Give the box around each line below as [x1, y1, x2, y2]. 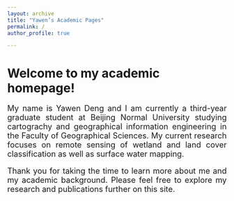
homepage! [7, 81, 75, 96]
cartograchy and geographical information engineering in [7, 122, 227, 132]
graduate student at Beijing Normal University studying [7, 113, 227, 122]
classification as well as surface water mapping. [7, 149, 185, 159]
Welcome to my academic [7, 65, 160, 81]
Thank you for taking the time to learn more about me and [7, 166, 227, 176]
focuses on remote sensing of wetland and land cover [7, 140, 227, 150]
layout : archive [7, 10, 54, 17]
